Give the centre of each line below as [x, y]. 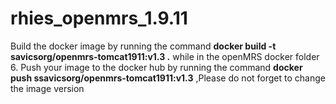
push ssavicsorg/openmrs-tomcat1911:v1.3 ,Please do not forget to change [168, 78]
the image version [47, 88]
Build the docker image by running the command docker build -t [143, 46]
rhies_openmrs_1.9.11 [99, 18]
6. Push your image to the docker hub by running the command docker [156, 67]
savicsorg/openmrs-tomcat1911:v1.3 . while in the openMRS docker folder [165, 56]
